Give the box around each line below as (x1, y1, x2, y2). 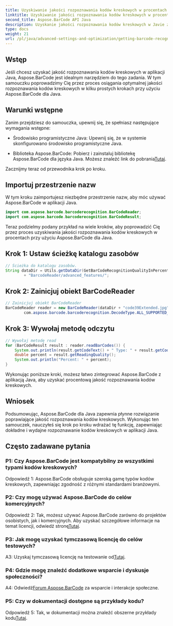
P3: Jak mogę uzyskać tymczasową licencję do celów (5, 535, 143, 543)
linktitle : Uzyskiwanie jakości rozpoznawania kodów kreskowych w (5, 12, 151, 17)
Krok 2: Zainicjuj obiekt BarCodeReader (5, 287, 135, 296)
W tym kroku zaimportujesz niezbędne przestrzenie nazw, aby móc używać (5, 194, 166, 201)
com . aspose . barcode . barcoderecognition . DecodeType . (24, 310, 137, 315)
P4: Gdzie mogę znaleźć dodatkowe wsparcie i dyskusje (5, 567, 149, 574)
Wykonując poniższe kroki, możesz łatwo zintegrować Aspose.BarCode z (5, 371, 161, 377)
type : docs (5, 27, 29, 32)
